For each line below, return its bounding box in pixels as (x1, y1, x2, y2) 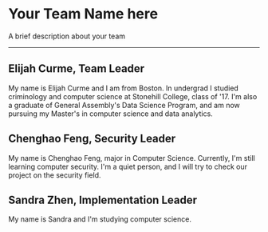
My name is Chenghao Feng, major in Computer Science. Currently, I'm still (8, 153, 255, 162)
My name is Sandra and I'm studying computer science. (8, 214, 191, 224)
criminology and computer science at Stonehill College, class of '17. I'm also (8, 91, 258, 101)
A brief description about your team (8, 31, 126, 41)
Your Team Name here (8, 5, 158, 23)
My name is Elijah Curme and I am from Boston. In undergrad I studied (8, 83, 239, 93)
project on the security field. (8, 170, 101, 180)
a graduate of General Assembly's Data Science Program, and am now (8, 100, 241, 110)
